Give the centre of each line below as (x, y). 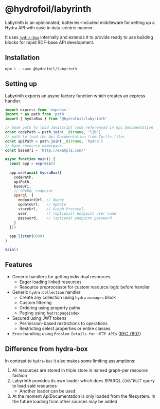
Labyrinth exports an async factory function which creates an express (75, 96)
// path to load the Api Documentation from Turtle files (65, 137)
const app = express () (32, 164)
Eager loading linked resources (50, 282)
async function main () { (30, 159)
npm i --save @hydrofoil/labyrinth (41, 69)
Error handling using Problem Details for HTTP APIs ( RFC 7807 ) (76, 333)
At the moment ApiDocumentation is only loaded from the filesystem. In (84, 396)
